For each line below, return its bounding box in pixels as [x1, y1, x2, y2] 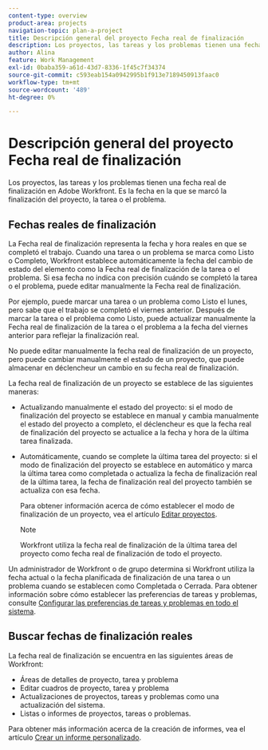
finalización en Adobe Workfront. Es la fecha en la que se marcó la [8, 187, 227, 196]
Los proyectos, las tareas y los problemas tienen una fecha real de [8, 178, 227, 187]
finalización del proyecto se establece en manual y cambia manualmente [19, 411, 259, 420]
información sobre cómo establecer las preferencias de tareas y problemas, [8, 590, 258, 599]
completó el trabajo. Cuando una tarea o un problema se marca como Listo [8, 248, 254, 257]
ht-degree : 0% [8, 93, 56, 101]
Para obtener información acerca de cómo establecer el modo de [19, 501, 235, 510]
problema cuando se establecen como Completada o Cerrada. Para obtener [8, 581, 258, 591]
